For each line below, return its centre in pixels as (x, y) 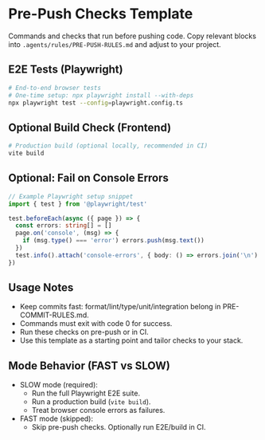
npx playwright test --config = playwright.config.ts (95, 103)
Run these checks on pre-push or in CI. (84, 332)
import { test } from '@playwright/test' (78, 204)
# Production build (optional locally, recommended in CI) (108, 146)
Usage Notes (41, 288)
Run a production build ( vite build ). (91, 402)
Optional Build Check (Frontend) (90, 127)
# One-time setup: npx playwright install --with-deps (101, 95)
